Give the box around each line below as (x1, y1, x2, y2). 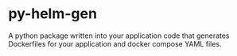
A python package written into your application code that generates (8, 31, 230, 40)
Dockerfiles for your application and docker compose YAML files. (8, 39, 222, 48)
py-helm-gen (8, 5, 98, 23)
